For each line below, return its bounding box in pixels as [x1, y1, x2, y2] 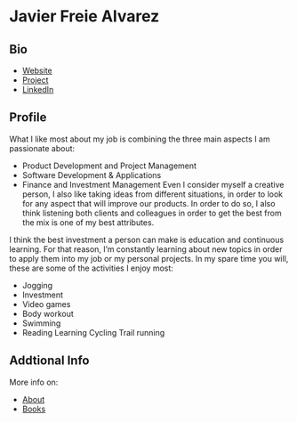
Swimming [21, 318, 61, 329]
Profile [9, 110, 47, 126]
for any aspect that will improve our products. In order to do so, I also [21, 198, 276, 208]
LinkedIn [21, 85, 54, 94]
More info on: [9, 377, 59, 387]
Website [21, 65, 53, 76]
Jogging [21, 280, 53, 290]
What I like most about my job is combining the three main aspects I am [9, 134, 270, 144]
